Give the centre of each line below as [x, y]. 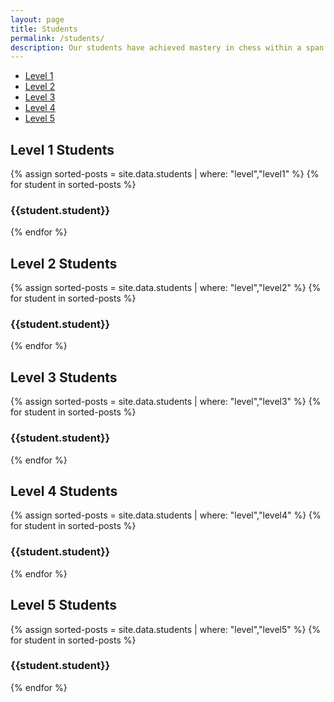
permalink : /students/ [57, 38]
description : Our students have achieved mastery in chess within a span [167, 47]
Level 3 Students [64, 377]
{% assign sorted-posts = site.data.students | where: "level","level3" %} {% [166, 402]
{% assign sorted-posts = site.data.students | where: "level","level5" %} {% [166, 629]
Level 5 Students [64, 605]
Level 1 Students [62, 149]
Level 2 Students [64, 263]
